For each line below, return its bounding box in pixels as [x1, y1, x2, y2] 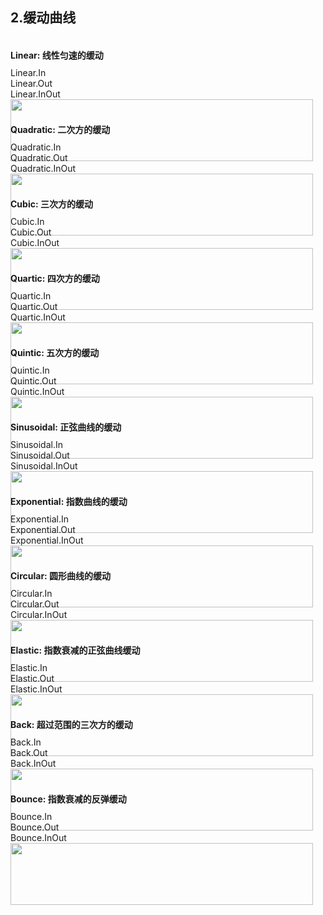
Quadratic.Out [10, 151, 68, 163]
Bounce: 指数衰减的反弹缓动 [10, 793, 127, 805]
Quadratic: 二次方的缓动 [10, 123, 111, 135]
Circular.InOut [10, 608, 68, 620]
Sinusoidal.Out [10, 449, 70, 461]
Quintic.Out [10, 374, 57, 387]
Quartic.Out [10, 300, 58, 312]
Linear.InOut [10, 88, 61, 100]
